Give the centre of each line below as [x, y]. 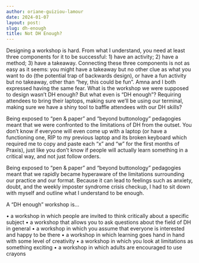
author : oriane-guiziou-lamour [45, 12]
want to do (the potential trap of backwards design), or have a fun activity [97, 76]
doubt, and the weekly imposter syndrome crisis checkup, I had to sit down [98, 187]
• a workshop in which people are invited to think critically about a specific [97, 216]
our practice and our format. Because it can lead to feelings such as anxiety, [99, 181]
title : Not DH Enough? [34, 34]
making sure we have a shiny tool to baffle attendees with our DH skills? [94, 107]
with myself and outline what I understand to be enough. [75, 193]
